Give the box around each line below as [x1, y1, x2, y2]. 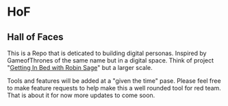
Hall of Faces [7, 31, 64, 43]
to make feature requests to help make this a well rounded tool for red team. [7, 84, 221, 92]
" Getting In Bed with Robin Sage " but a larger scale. [7, 64, 153, 71]
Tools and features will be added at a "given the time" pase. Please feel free [7, 77, 221, 85]
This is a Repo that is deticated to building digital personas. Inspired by [7, 49, 207, 57]
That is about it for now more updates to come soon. [7, 91, 155, 99]
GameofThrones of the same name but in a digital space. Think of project [7, 56, 214, 65]
